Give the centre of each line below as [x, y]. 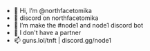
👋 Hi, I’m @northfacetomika [53, 11]
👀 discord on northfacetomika [56, 18]
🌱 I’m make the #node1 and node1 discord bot [78, 25]
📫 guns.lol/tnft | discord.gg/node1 [63, 40]
